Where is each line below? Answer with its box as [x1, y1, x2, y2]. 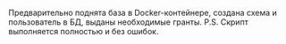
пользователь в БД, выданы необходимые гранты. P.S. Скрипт [8, 17, 249, 27]
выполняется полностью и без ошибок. [8, 26, 159, 36]
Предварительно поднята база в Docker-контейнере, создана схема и [8, 8, 278, 18]
